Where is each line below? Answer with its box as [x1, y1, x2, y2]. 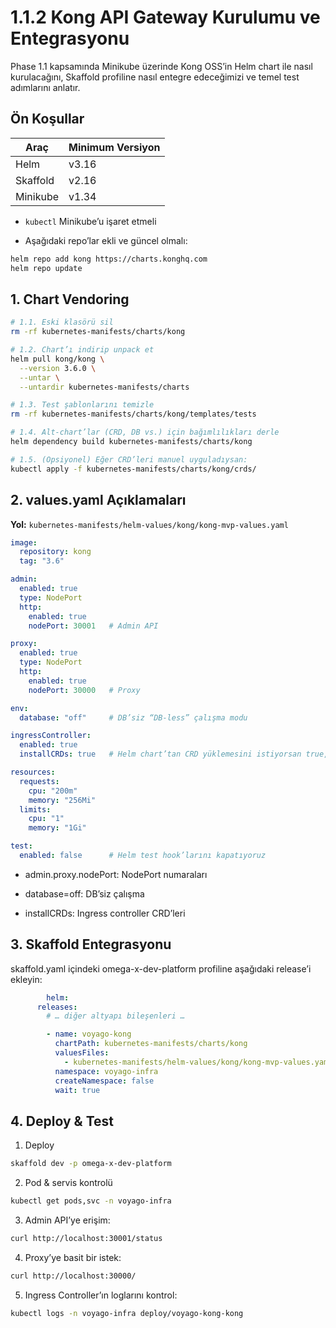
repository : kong [19, 547, 92, 557]
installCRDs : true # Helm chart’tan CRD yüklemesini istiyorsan [19, 749, 302, 760]
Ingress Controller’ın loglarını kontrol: [24, 1289, 178, 1301]
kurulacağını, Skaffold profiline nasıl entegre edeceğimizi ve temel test [10, 71, 300, 83]
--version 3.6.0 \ [19, 363, 97, 373]
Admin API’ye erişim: [24, 1214, 111, 1226]
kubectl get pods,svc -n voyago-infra [10, 1196, 172, 1206]
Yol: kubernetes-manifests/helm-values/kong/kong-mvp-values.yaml [10, 518, 289, 530]
